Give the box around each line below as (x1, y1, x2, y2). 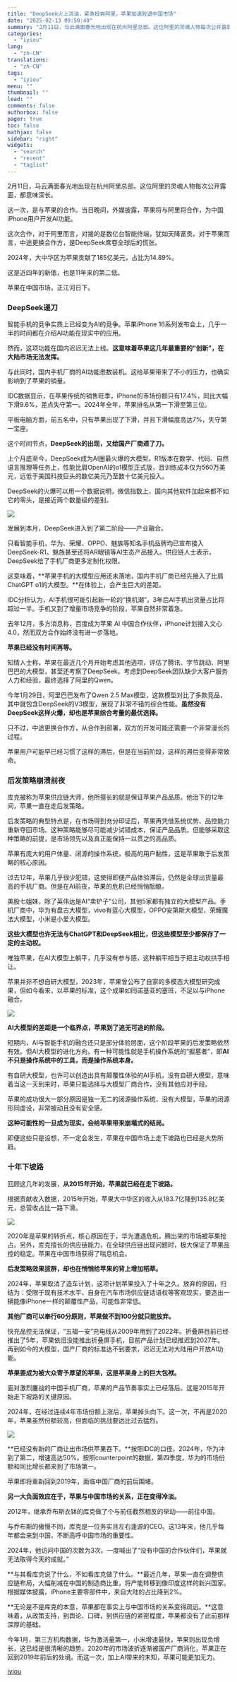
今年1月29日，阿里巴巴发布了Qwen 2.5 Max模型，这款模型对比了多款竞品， (7, 691, 226, 699)
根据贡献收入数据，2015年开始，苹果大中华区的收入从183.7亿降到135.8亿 (7, 1195, 219, 1203)
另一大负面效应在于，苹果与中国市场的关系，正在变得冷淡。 (7, 1492, 181, 1500)
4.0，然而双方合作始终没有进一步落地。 (7, 628, 122, 636)
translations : (7, 57, 49, 64)
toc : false (7, 122, 39, 129)
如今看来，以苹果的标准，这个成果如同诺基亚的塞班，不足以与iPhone (25, 986, 226, 995)
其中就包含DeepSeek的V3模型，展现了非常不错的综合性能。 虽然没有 (7, 700, 207, 709)
